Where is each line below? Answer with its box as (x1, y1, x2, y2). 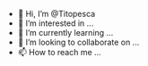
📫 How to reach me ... (17, 47, 101, 57)
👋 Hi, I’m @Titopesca (17, 9, 96, 19)
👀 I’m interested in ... (17, 18, 94, 29)
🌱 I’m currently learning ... (17, 28, 114, 37)
